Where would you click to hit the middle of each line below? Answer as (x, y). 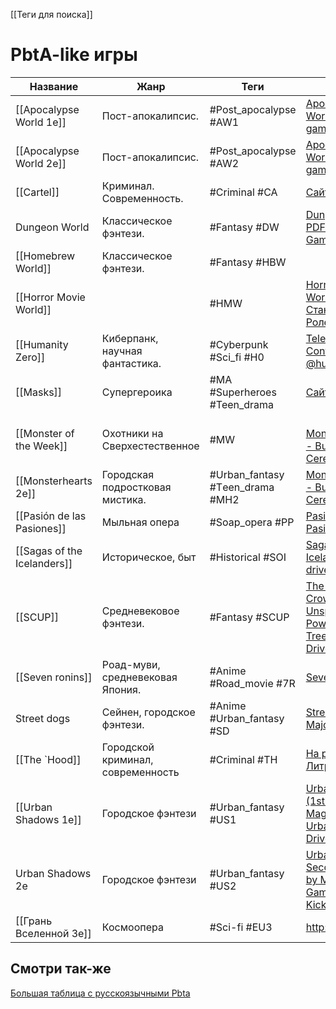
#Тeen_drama (242, 487)
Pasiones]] (41, 528)
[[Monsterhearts (54, 481)
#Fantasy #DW (244, 227)
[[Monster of (45, 433)
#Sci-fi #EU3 (241, 927)
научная (122, 351)
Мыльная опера (140, 522)
